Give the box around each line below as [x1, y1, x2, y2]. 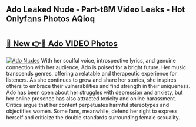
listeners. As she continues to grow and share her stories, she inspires [6, 76, 177, 83]
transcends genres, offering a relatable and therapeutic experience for [6, 70, 177, 77]
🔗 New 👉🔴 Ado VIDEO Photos [6, 38, 118, 48]
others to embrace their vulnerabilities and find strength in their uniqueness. [6, 83, 191, 89]
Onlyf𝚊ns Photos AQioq [6, 14, 95, 24]
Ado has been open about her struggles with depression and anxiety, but [6, 89, 183, 96]
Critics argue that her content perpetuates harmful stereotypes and [6, 102, 170, 108]
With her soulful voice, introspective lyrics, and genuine [41, 57, 177, 64]
